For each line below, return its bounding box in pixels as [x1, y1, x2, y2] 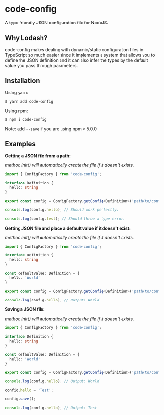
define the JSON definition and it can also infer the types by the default [5, 57, 148, 63]
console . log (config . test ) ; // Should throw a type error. [5, 216, 125, 221]
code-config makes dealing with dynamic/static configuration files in [5, 46, 143, 52]
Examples [5, 139, 36, 148]
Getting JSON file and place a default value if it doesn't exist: [5, 225, 131, 231]
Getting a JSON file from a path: [5, 153, 71, 159]
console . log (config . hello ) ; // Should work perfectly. [5, 207, 119, 212]
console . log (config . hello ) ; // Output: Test [5, 405, 97, 410]
